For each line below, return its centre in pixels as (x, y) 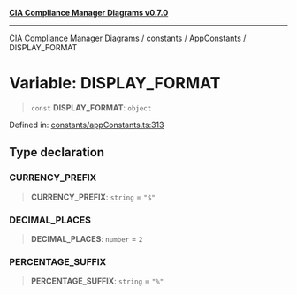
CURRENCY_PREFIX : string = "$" (93, 197)
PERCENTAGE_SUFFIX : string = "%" (97, 281)
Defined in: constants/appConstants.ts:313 (87, 125)
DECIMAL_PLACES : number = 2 (87, 238)
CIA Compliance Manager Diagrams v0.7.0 (89, 13)
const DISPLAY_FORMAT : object (91, 107)
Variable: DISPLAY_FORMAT (115, 83)
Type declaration (57, 152)
